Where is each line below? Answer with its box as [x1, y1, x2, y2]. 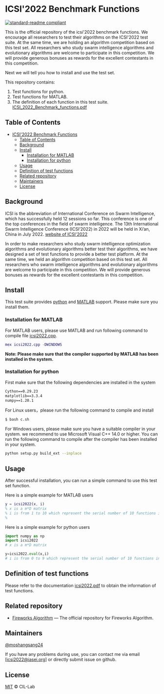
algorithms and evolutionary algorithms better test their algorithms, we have [5, 246, 158, 252]
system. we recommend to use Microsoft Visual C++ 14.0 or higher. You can [5, 431, 158, 437]
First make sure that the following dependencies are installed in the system [5, 379, 156, 385]
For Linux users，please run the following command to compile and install [5, 407, 154, 413]
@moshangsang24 [5, 642, 43, 648]
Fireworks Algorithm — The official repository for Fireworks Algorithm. [12, 615, 154, 621]
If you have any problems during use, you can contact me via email [5, 651, 140, 657]
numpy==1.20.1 [5, 398, 34, 403]
